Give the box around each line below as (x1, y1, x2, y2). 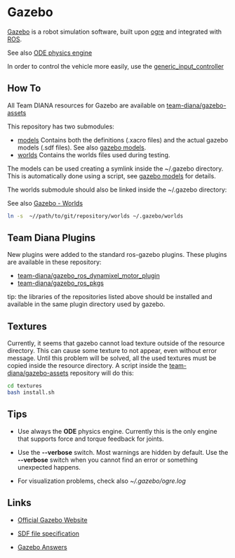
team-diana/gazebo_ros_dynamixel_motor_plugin (17, 272, 160, 280)
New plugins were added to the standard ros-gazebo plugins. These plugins (7, 251, 227, 259)
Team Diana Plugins (7, 232, 96, 244)
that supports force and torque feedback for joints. (17, 434, 164, 443)
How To (7, 82, 41, 95)
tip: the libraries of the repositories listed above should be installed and (7, 293, 213, 301)
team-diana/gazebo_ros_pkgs (17, 279, 104, 288)
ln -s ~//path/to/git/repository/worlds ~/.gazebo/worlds (7, 212, 184, 220)
